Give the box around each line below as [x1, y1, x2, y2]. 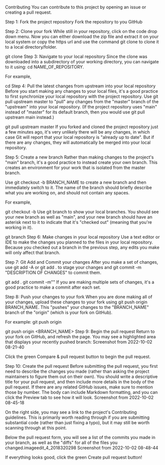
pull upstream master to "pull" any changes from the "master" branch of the [5, 99, 159, 105]
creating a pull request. [5, 9, 52, 15]
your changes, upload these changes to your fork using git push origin [5, 299, 147, 305]
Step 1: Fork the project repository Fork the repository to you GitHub [5, 19, 142, 25]
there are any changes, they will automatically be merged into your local [5, 139, 151, 145]
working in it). [5, 224, 33, 230]
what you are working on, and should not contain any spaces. [5, 190, 130, 195]
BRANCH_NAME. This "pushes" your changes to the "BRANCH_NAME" [5, 304, 149, 310]
